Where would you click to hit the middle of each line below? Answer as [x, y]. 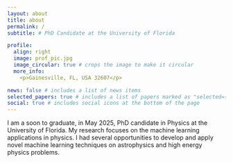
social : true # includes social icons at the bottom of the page [103, 103]
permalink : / [26, 26]
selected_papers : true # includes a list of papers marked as [99, 97]
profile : [20, 46]
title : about [26, 20]
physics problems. [34, 153]
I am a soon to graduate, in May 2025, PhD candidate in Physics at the [107, 123]
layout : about [28, 14]
